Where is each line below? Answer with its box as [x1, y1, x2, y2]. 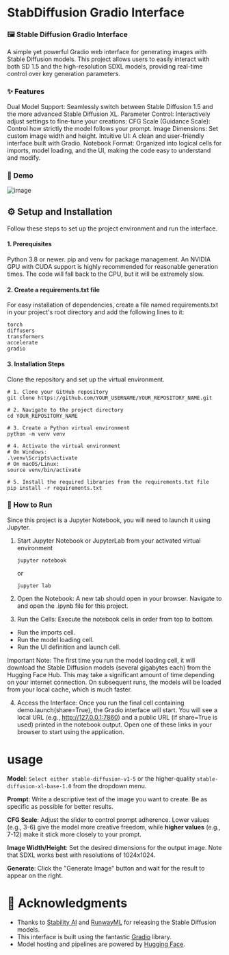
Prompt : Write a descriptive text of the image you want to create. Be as [7, 794, 208, 803]
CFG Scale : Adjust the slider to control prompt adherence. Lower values [7, 815, 210, 824]
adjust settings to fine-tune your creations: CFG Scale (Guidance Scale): [7, 117, 211, 125]
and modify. [7, 153, 41, 162]
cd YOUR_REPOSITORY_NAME [7, 412, 78, 419]
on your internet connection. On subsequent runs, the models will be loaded [7, 678, 221, 686]
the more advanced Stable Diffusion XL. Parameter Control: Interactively [7, 110, 211, 118]
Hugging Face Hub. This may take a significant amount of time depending [7, 670, 215, 679]
